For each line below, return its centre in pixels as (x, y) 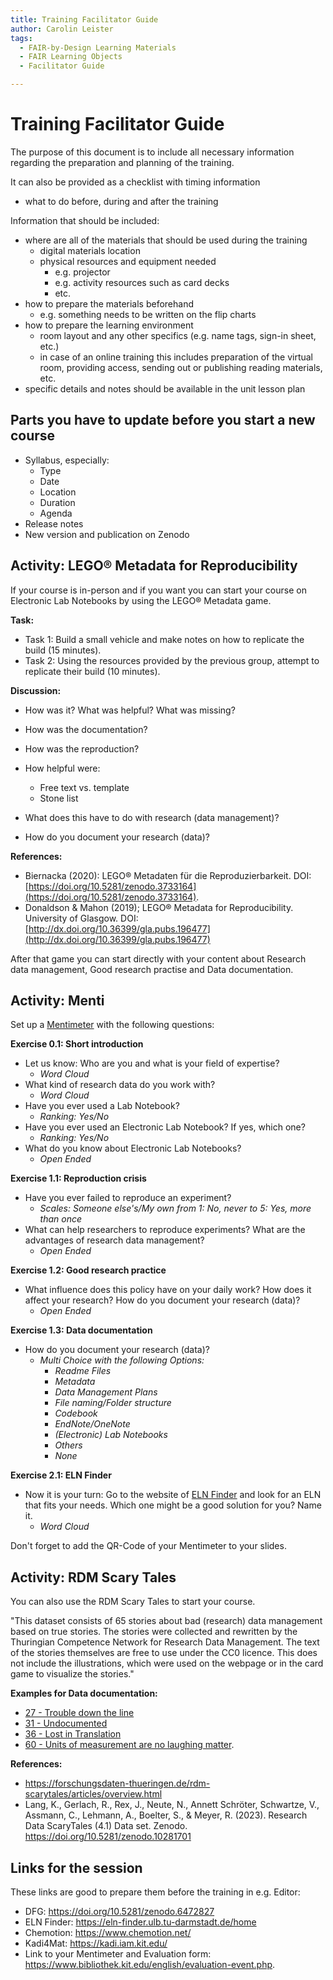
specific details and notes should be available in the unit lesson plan (165, 388)
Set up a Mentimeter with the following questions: (112, 1025)
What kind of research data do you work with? (120, 1085)
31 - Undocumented (66, 1723)
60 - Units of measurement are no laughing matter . (129, 1745)
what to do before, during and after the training (121, 201)
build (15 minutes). (63, 650)
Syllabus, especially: (67, 460)
